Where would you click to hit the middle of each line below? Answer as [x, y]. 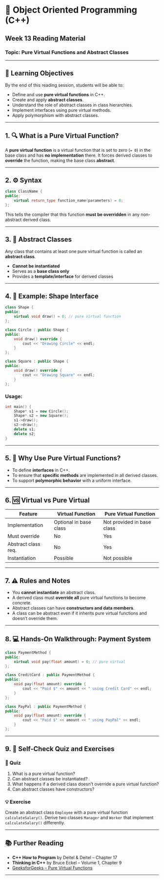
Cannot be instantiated [36, 266]
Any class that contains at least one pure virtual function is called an [74, 251]
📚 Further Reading [34, 843]
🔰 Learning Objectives [40, 73]
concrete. [22, 603]
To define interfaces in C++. [41, 470]
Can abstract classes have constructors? [53, 789]
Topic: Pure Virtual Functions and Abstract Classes [67, 52]
